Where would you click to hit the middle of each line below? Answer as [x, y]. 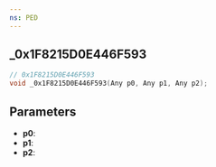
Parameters [43, 111]
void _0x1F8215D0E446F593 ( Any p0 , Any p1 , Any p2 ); [108, 83]
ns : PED [24, 18]
